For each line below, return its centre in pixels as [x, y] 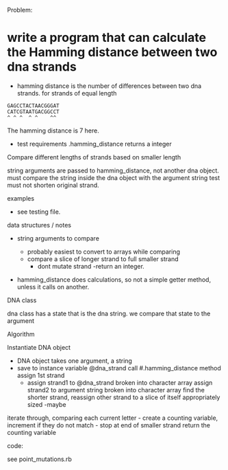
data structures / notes [39, 225]
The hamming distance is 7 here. [53, 131]
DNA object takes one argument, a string [74, 361]
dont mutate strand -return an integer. [91, 266]
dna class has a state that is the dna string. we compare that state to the [109, 313]
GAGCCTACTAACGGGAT [33, 106]
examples [21, 198]
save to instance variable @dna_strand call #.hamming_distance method [119, 368]
